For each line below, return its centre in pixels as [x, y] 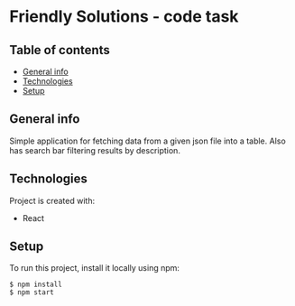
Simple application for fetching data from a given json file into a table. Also [147, 141]
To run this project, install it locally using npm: [95, 268]
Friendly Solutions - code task [124, 17]
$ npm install [36, 285]
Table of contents [60, 50]
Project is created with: [52, 200]
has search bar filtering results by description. [95, 150]
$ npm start [32, 292]
